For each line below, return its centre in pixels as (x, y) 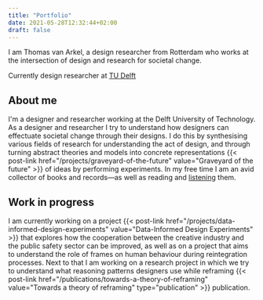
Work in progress (51, 202)
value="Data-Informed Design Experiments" (182, 229)
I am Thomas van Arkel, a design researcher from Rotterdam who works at (128, 52)
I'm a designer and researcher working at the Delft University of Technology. (132, 119)
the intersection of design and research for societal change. (105, 60)
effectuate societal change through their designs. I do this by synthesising (128, 136)
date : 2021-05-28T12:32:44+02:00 (63, 23)
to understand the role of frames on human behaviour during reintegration (128, 254)
